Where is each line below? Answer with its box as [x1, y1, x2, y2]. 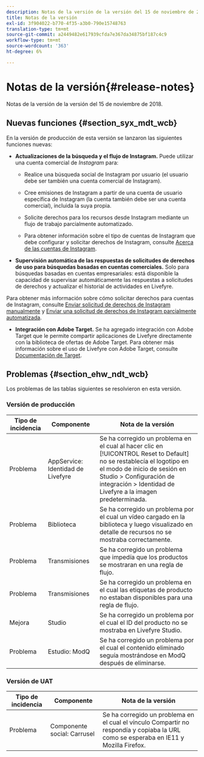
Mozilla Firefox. [102, 741, 146, 749]
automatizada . [6, 314, 42, 321]
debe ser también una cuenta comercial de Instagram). [24, 177, 162, 185]
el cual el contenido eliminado [99, 643, 185, 652]
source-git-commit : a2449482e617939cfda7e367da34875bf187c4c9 [6, 32, 167, 38]
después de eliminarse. [99, 658, 166, 667]
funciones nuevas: [6, 141, 53, 148]
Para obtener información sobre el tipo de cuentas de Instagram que [24, 232, 195, 239]
